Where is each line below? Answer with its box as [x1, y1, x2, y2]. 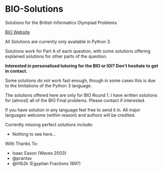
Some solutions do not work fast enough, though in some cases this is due [5, 77, 156, 83]
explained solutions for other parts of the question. [5, 53, 108, 59]
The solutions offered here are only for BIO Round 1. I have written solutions [5, 92, 158, 98]
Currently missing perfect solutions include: [5, 122, 93, 127]
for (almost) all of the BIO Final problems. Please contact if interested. [5, 97, 146, 103]
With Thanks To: [5, 141, 38, 147]
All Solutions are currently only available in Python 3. [5, 38, 111, 45]
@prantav [12, 155, 32, 161]
